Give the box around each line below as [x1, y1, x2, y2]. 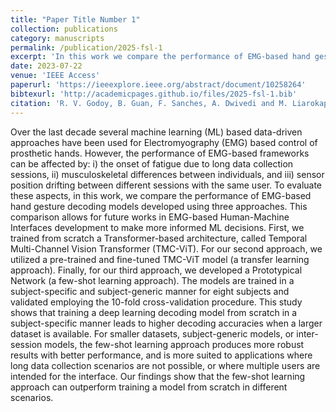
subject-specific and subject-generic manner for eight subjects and [10, 285, 290, 297]
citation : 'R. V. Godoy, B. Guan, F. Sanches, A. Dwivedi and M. [10, 98, 288, 108]
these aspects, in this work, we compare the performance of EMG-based [10, 189, 312, 201]
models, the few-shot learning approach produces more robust [44, 338, 305, 350]
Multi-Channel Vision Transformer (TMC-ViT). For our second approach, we [10, 242, 323, 255]
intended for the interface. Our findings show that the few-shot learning [10, 370, 306, 382]
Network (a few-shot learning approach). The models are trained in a [10, 274, 295, 286]
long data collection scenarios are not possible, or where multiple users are [10, 359, 321, 371]
